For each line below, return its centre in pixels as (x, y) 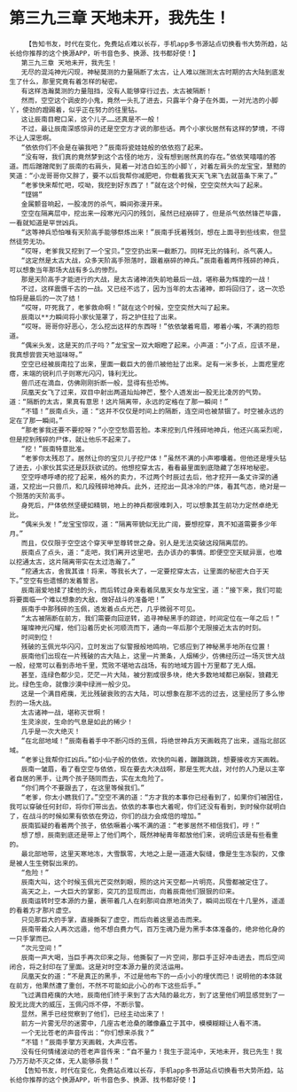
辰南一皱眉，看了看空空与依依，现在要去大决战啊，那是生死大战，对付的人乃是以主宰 (153, 769)
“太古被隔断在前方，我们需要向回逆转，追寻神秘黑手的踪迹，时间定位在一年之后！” (150, 618)
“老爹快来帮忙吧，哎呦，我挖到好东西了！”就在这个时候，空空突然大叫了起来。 (144, 185)
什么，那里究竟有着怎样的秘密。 (72, 82)
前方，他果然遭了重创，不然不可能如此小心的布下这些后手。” (109, 986)
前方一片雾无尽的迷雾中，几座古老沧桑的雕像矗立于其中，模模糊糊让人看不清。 (143, 1023)
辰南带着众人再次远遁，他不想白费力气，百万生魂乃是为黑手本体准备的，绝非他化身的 (153, 929)
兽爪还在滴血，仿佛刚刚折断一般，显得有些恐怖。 (97, 383)
